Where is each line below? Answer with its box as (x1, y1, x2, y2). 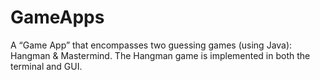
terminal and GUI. (10, 60, 83, 72)
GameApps (10, 6, 105, 29)
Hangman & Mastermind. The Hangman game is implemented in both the (10, 49, 311, 61)
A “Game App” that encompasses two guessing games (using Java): (10, 39, 293, 51)
